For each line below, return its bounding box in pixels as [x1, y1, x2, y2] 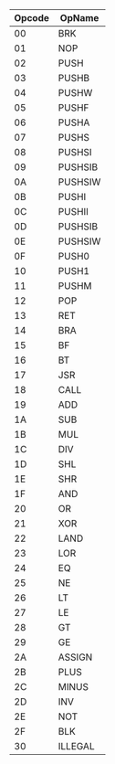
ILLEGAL [57, 740, 95, 752]
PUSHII [57, 206, 89, 218]
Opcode [14, 12, 50, 24]
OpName [59, 12, 99, 24]
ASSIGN [57, 651, 93, 663]
